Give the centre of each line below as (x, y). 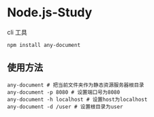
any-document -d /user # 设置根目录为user (65, 107)
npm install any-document (44, 45)
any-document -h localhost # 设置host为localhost (77, 99)
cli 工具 (17, 32)
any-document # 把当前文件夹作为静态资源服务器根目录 (76, 85)
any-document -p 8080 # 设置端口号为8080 (64, 92)
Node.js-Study (50, 13)
